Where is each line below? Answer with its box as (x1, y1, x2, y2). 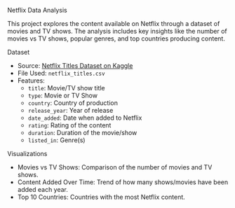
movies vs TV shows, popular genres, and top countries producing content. (7, 34, 226, 43)
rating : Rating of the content (27, 121, 112, 129)
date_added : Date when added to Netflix (27, 113, 142, 122)
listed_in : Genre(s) (27, 136, 86, 144)
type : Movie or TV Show (27, 91, 98, 99)
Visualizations (7, 150, 48, 158)
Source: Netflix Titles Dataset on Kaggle (17, 62, 133, 69)
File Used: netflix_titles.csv (17, 69, 105, 77)
